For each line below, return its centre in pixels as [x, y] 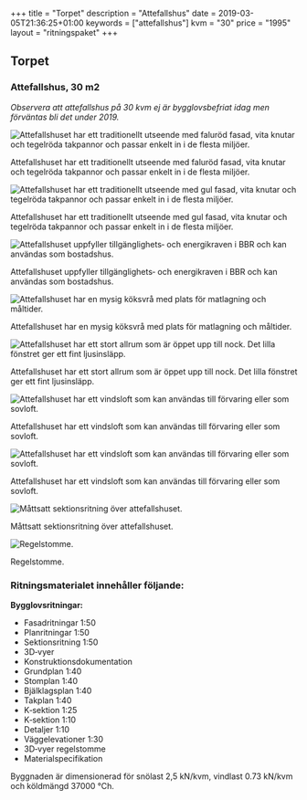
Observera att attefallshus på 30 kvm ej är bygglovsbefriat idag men [140, 107]
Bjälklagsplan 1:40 [58, 690]
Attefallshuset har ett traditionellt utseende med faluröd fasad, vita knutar [148, 162]
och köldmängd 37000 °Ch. [63, 785]
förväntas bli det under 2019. [65, 117]
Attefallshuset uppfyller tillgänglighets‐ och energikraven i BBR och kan [144, 271]
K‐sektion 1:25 [50, 710]
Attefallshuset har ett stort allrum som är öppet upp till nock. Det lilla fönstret [154, 371]
